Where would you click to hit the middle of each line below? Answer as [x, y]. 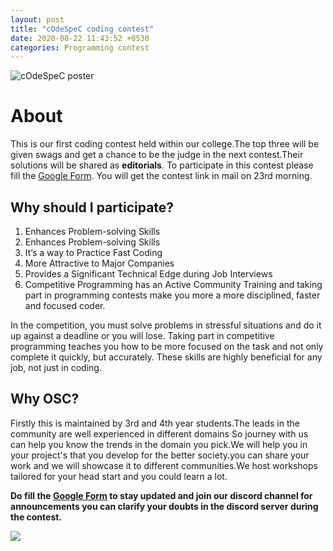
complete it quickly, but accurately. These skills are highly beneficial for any [166, 357]
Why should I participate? [92, 207]
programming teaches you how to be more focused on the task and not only [167, 346]
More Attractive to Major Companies [99, 263]
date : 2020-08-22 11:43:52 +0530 [80, 38]
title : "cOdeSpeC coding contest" [82, 29]
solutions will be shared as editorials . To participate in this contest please [162, 165]
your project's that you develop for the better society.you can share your [160, 455]
